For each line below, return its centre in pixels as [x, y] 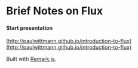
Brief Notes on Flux [55, 11]
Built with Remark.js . [31, 59]
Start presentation [29, 27]
